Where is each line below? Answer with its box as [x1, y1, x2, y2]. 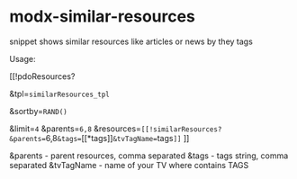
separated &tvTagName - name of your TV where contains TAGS [9, 159, 249, 170]
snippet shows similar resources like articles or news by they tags [9, 36, 254, 47]
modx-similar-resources [9, 6, 196, 27]
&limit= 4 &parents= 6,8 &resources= [9, 123, 142, 134]
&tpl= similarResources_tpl [9, 88, 111, 99]
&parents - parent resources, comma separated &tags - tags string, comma [9, 150, 289, 161]
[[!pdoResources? [9, 70, 76, 82]
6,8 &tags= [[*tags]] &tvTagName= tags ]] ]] [45, 132, 190, 143]
